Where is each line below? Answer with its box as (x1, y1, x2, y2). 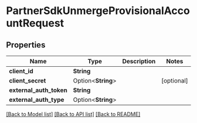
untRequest (6, 16, 64, 30)
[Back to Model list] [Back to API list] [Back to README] (6, 111, 141, 118)
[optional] (161, 77, 189, 84)
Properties (6, 40, 46, 50)
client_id (9, 67, 33, 75)
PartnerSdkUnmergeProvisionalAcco (6, 4, 191, 18)
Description (122, 57, 156, 65)
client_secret (9, 77, 46, 84)
